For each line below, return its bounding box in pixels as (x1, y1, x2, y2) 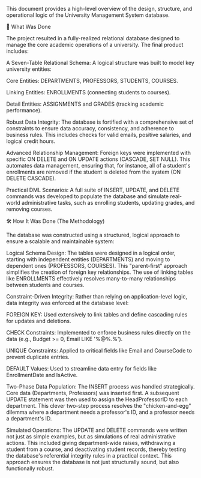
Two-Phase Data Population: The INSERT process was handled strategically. (6, 383, 195, 390)
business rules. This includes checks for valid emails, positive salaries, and (6, 132, 191, 138)
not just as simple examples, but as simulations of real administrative (6, 433, 176, 440)
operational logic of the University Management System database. (6, 11, 170, 19)
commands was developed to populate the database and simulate (6, 193, 169, 200)
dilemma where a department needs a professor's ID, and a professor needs (6, 408, 195, 416)
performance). (6, 107, 42, 113)
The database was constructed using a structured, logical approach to (6, 231, 180, 238)
